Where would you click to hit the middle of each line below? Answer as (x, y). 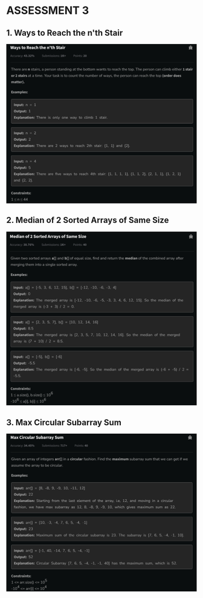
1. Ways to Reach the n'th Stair (65, 33)
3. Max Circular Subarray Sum (64, 423)
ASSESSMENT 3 (48, 11)
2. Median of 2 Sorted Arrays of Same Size (88, 220)
